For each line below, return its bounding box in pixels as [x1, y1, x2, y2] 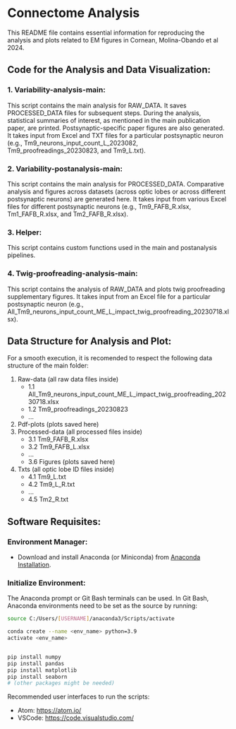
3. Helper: [7, 227, 42, 237]
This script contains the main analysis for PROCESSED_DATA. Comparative [7, 179, 224, 188]
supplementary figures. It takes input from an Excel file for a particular [7, 292, 211, 301]
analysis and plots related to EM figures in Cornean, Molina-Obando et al [7, 35, 218, 44]
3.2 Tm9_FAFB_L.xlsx [27, 443, 90, 451]
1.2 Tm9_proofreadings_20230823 [27, 405, 128, 414]
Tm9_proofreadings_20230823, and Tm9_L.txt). [7, 146, 146, 155]
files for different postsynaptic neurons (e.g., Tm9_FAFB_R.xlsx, [7, 202, 192, 211]
